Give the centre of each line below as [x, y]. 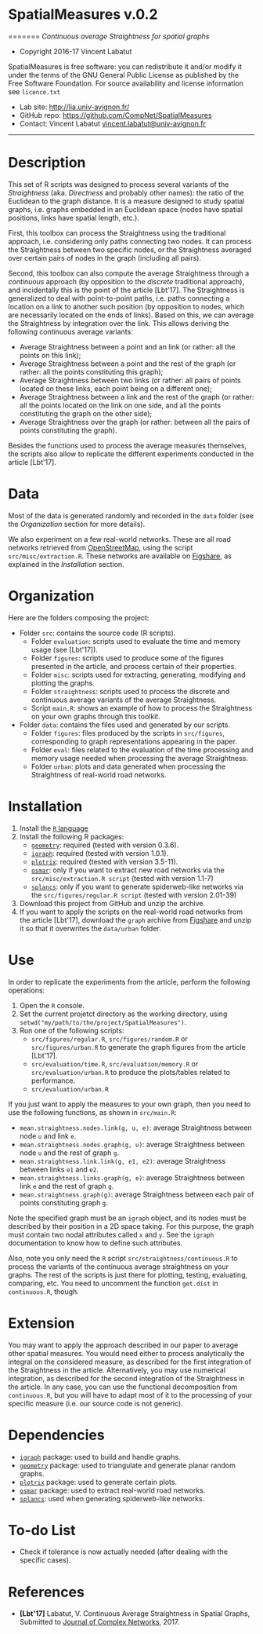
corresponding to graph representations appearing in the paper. [134, 741]
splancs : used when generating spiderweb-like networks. [112, 1498]
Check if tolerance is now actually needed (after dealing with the [124, 1552]
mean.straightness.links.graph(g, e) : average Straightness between [132, 1177]
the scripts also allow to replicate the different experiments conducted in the [131, 454]
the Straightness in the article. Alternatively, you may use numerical [117, 1370]
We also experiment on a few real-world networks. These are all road [119, 539]
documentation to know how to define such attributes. [95, 1243]
